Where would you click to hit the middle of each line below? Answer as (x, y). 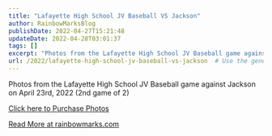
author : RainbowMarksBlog (52, 23)
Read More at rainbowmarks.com (64, 124)
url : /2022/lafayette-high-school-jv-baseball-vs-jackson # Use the (128, 62)
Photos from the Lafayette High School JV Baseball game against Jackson (132, 84)
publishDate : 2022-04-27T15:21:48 (67, 31)
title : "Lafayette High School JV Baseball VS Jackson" (104, 16)
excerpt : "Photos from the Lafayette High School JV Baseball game (125, 53)
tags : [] (23, 46)
